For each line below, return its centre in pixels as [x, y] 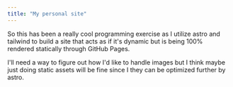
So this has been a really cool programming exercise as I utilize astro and [114, 34]
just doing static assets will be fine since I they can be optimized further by [116, 69]
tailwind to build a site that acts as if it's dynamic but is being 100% [105, 41]
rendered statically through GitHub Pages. [69, 48]
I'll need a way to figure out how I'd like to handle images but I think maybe [116, 62]
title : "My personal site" [47, 14]
